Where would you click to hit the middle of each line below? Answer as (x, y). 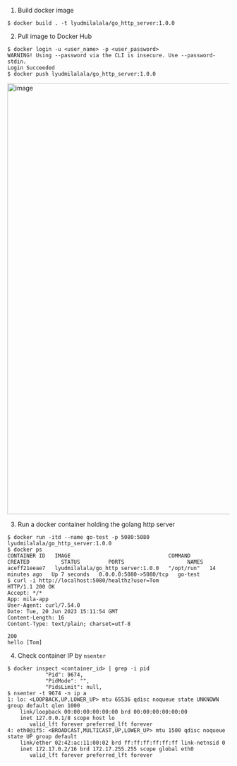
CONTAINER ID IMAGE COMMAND (99, 556)
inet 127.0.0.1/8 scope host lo (67, 718)
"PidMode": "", (67, 681)
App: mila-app (28, 599)
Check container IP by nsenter (62, 656)
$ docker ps (25, 550)
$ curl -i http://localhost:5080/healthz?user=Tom (83, 581)
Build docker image (45, 10)
